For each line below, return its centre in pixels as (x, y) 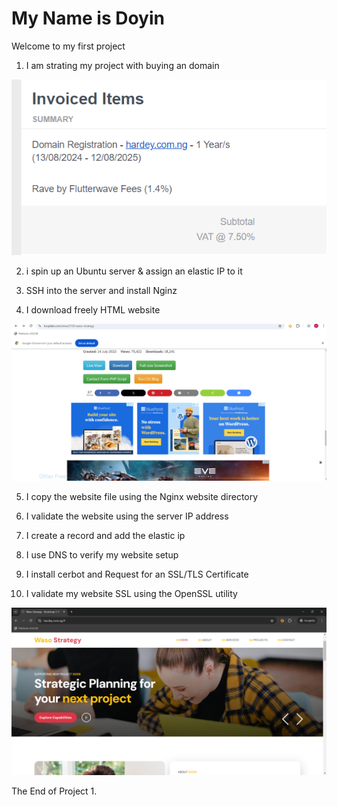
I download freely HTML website (93, 309)
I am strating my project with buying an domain (122, 65)
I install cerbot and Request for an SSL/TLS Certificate (137, 574)
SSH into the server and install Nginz (101, 290)
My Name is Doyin (88, 18)
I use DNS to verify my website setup (102, 554)
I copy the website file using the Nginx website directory (142, 496)
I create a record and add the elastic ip (105, 535)
